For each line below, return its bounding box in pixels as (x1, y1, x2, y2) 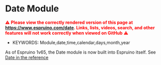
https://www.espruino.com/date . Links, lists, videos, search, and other (5, 24, 155, 30)
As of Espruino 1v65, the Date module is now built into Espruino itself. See (5, 49, 156, 55)
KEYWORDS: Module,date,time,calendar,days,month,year (12, 39, 130, 45)
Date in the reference (5, 54, 49, 60)
